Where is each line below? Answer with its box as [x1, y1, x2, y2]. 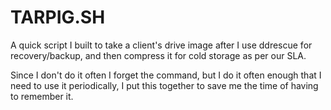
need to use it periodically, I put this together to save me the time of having [10, 79, 319, 91]
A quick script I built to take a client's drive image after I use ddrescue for [10, 39, 313, 51]
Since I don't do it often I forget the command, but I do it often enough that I [10, 69, 322, 81]
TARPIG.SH [10, 6, 106, 29]
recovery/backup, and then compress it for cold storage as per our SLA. [10, 49, 307, 61]
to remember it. [10, 90, 74, 102]
